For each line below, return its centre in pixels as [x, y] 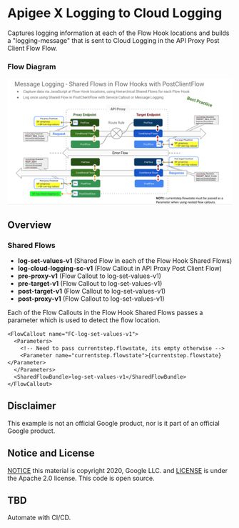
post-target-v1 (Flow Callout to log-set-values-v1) [92, 291]
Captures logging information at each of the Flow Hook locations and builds [118, 33]
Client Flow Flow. [32, 48]
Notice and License [51, 453]
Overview [30, 225]
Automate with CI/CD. [39, 518]
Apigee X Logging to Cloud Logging [115, 13]
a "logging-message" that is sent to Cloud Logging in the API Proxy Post [113, 40]
